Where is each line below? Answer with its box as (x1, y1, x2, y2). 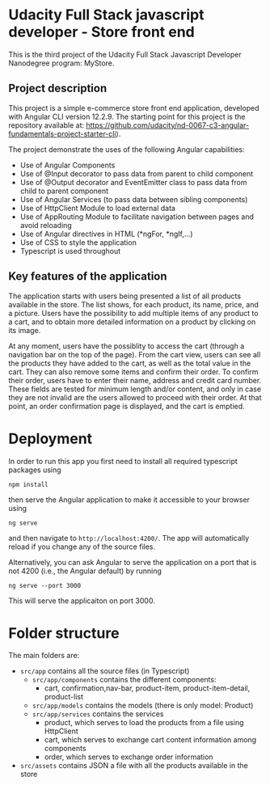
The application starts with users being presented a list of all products (8, 291, 241, 301)
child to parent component (19, 186, 109, 196)
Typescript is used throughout (19, 246, 121, 255)
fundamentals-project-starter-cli (8, 129, 116, 138)
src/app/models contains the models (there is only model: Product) (32, 701, 254, 711)
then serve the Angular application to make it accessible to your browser (8, 495, 251, 504)
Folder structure (8, 624, 120, 642)
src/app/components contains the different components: (32, 675, 217, 685)
